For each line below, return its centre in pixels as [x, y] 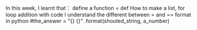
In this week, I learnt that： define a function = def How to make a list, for [95, 8]
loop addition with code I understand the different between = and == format [98, 15]
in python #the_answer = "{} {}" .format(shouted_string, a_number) [88, 21]
